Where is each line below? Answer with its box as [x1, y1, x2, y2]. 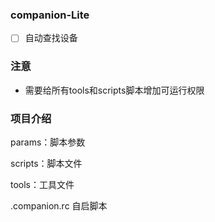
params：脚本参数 [10, 136, 86, 148]
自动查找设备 [24, 32, 78, 44]
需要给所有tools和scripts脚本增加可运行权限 [24, 84, 205, 96]
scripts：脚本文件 [10, 157, 83, 169]
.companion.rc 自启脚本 [10, 199, 108, 212]
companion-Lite [10, 8, 90, 22]
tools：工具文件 [10, 178, 75, 190]
